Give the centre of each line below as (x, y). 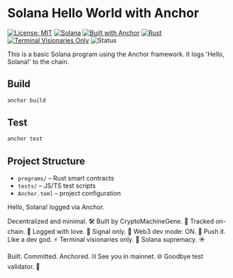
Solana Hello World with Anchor (103, 13)
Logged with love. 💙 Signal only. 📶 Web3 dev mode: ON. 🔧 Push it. (129, 232)
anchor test (25, 139)
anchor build (27, 100)
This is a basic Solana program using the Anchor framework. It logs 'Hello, (116, 54)
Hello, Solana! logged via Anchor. (56, 207)
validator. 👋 (24, 267)
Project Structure (46, 161)
